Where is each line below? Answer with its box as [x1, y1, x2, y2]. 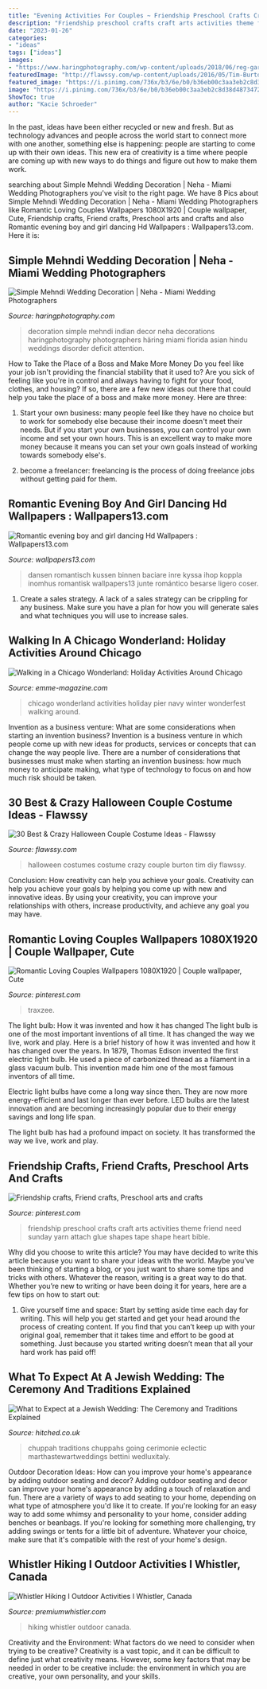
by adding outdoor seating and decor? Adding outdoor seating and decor [8, 1475, 248, 1485]
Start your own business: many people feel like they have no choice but [19, 407, 254, 418]
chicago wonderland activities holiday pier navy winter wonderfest [27, 698, 246, 708]
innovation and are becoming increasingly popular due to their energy [8, 1103, 237, 1114]
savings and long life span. [8, 1112, 96, 1122]
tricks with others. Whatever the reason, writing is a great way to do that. [8, 1273, 247, 1282]
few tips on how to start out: [8, 1290, 101, 1299]
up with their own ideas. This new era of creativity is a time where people [8, 148, 248, 158]
